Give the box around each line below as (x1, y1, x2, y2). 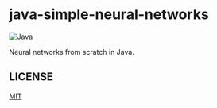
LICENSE (9, 70, 54, 84)
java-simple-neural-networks (9, 6, 209, 24)
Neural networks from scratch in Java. (9, 47, 134, 56)
